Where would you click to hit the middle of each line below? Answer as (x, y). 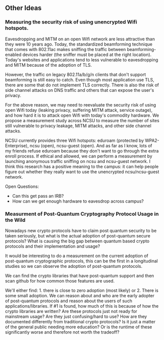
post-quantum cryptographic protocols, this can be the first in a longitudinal (82, 261)
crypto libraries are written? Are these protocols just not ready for (71, 311)
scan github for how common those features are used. (60, 281)
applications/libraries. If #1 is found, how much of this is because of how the (82, 306)
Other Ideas (23, 8)
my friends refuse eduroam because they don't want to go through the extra (82, 151)
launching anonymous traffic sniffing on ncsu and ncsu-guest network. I (78, 161)
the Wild (15, 220)
